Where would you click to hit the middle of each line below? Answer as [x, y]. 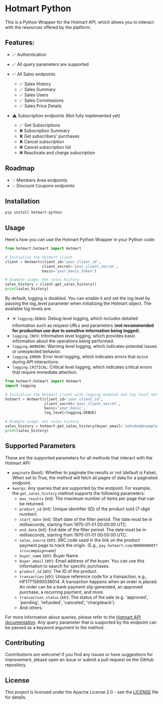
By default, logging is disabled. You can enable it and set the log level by [78, 298]
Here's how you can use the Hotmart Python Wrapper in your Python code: [80, 240]
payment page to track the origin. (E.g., [59, 545]
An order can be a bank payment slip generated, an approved [81, 587]
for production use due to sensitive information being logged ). [76, 331]
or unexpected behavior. [37, 352]
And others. [31, 608]
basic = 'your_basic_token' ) [69, 271]
